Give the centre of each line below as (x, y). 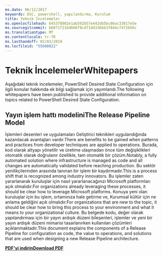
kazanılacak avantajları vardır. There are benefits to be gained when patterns (82, 140)
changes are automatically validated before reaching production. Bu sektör (81, 166)
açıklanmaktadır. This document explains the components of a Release (75, 228)
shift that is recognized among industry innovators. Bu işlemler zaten (74, 176)
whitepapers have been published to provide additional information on (76, 94)
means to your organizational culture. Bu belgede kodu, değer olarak (74, 213)
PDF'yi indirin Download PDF (34, 248)
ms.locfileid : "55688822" (31, 46)
